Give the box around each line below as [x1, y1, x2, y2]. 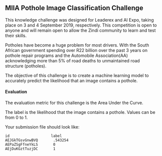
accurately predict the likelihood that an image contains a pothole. [5, 78, 138, 83]
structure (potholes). [5, 63, 46, 69]
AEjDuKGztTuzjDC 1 [5, 147, 56, 152]
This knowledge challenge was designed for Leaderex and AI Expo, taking [5, 17, 154, 23]
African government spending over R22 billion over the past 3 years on [5, 47, 148, 53]
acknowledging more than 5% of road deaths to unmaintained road [5, 57, 140, 63]
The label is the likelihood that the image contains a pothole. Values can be [5, 109, 156, 115]
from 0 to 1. [5, 115, 28, 121]
